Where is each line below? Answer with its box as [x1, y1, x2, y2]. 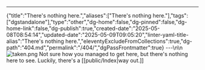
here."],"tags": [152, 12, 189, 19]
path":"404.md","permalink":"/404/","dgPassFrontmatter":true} [6, 44, 165, 51]
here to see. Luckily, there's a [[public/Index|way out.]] [6, 57, 144, 64]
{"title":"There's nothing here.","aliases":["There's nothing [6, 12, 151, 19]
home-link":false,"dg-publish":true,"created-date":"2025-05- [6, 25, 160, 32]
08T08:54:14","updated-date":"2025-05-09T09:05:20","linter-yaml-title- [6, 31, 189, 38]
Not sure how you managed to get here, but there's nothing [38, 51, 188, 57]
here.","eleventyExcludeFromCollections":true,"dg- [65, 37, 192, 45]
